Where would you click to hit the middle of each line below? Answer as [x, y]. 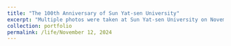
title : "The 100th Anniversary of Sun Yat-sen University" [93, 13]
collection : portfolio [40, 26]
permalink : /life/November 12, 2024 [59, 32]
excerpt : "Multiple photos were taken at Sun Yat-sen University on [107, 20]
